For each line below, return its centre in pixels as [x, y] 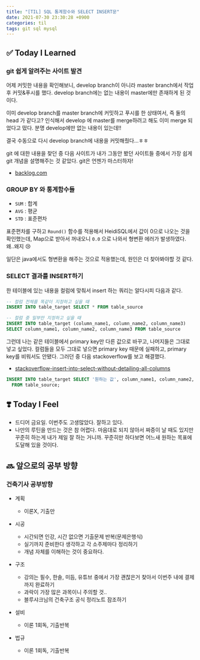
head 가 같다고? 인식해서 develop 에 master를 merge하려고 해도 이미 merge [96, 120]
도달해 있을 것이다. [37, 445]
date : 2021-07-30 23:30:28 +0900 [48, 17]
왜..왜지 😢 [19, 246]
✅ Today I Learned [41, 52]
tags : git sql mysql [32, 28]
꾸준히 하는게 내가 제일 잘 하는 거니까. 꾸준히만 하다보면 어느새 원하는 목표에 [104, 438]
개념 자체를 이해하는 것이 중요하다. [64, 551]
